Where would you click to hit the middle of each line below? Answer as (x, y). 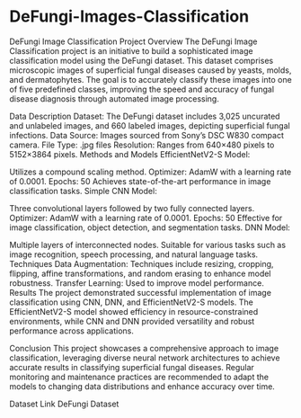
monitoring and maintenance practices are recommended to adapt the (139, 377)
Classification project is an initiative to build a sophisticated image (131, 50)
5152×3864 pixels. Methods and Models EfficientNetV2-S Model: (130, 154)
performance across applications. (72, 331)
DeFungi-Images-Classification (129, 17)
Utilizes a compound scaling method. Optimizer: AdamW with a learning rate (150, 172)
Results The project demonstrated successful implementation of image (141, 292)
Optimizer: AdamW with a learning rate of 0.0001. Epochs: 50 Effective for (146, 218)
